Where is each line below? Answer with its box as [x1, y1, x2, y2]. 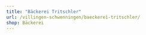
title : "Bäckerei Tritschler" [6, 8, 82, 15]
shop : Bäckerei [6, 20, 44, 26]
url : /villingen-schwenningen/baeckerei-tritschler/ [6, 14, 141, 20]
